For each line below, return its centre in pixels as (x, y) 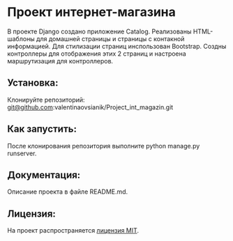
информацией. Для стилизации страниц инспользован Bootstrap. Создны (117, 46)
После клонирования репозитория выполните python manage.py (104, 146)
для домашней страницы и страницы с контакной (110, 38)
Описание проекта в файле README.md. (68, 192)
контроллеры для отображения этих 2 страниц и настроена (97, 54)
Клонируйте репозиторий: (46, 100)
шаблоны (21, 38)
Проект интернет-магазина (91, 12)
